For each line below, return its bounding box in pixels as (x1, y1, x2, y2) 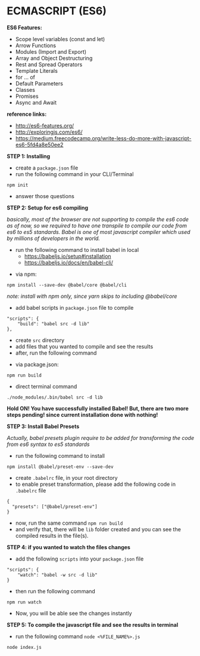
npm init (7, 182, 29, 188)
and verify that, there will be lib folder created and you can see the (15, 525, 181, 532)
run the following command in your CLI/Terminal (15, 170, 134, 177)
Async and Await (15, 98, 57, 106)
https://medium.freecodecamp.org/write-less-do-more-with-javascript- (15, 134, 192, 141)
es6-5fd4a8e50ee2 (15, 141, 64, 148)
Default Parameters (15, 79, 63, 87)
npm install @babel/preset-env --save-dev (7, 464, 114, 470)
